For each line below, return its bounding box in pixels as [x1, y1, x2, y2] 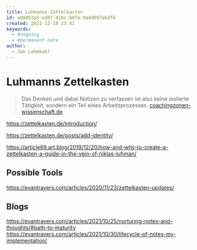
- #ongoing [12, 32, 40, 38]
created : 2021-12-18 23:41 [6, 20, 75, 26]
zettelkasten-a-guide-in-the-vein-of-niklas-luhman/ [6, 150, 137, 157]
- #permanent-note [12, 37, 59, 43]
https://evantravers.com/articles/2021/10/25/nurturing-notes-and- [6, 218, 173, 225]
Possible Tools [6, 168, 63, 178]
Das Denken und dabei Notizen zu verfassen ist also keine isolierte [21, 95, 189, 102]
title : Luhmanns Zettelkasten [6, 9, 84, 15]
